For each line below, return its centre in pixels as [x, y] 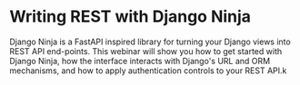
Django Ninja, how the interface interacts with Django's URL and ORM [140, 61]
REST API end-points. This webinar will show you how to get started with [146, 51]
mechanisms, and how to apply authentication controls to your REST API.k [148, 71]
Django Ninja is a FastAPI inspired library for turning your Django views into [150, 42]
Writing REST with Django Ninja [130, 17]
